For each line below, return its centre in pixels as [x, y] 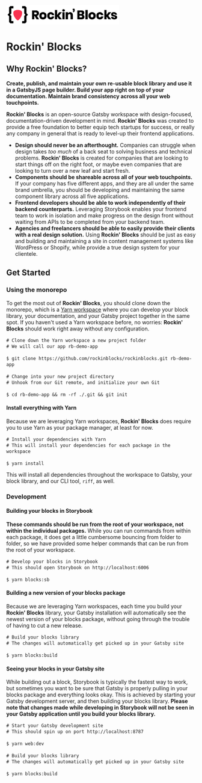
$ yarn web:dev [25, 744]
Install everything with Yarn [41, 408]
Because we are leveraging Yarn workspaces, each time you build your [94, 607]
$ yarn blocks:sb [28, 580]
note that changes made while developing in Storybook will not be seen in [100, 708]
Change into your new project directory [63, 376]
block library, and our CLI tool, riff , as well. [61, 481]
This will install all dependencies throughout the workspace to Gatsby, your [99, 474]
